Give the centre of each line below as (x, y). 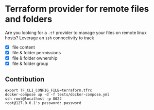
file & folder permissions (36, 53)
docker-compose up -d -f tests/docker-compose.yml (57, 94)
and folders (29, 19)
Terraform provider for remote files (77, 9)
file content (23, 47)
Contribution (25, 79)
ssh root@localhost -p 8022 (34, 99)
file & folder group (30, 63)
